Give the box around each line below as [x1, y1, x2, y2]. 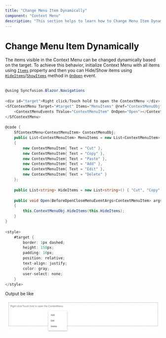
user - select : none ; [23, 271, 63, 276]
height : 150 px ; [23, 245, 54, 250]
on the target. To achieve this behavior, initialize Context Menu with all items [5, 62, 160, 68]
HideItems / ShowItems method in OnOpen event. [5, 72, 97, 79]
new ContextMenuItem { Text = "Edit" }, [23, 167, 105, 172]
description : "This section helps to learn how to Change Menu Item [5, 18, 149, 23]
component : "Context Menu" [5, 13, 61, 18]
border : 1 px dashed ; [23, 240, 65, 245]
